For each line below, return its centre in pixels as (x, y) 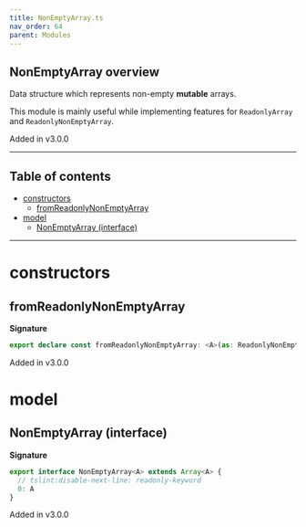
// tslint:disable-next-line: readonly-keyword (110, 480)
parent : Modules (40, 35)
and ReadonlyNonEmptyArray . (62, 121)
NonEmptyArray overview (85, 72)
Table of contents (60, 176)
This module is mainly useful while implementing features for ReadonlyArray (151, 111)
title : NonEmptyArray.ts (56, 18)
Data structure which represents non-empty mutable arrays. (123, 94)
